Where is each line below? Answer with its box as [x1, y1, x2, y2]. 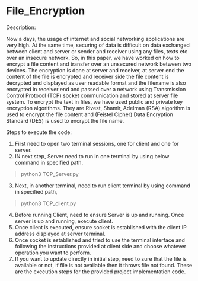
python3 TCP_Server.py [20, 170, 79, 177]
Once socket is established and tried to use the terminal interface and [14, 236, 185, 244]
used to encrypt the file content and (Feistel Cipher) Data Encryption [6, 111, 174, 118]
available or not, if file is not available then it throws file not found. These [14, 261, 193, 269]
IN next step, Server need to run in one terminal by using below [14, 152, 170, 159]
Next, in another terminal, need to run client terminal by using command [14, 182, 191, 189]
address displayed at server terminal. [14, 230, 106, 237]
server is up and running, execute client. [14, 218, 114, 225]
